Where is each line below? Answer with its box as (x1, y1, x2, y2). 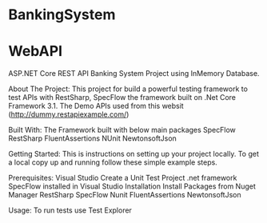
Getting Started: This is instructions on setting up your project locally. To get (8, 149, 260, 159)
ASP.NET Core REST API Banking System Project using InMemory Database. (8, 69, 260, 78)
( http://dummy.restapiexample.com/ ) (8, 110, 130, 119)
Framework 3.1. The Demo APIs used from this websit (8, 102, 184, 111)
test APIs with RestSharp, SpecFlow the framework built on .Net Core (8, 93, 237, 102)
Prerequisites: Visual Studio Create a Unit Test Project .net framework (8, 173, 237, 183)
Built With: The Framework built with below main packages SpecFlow (8, 125, 236, 135)
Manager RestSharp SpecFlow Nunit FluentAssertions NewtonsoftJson (8, 190, 241, 200)
